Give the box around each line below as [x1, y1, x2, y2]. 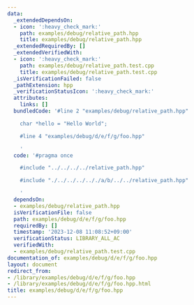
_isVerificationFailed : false [13, 75, 101, 82]
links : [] [20, 101, 49, 108]
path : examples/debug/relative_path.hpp [20, 29, 139, 37]
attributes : [13, 95, 49, 102]
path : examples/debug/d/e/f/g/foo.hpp [13, 216, 127, 223]
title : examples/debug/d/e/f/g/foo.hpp [7, 287, 124, 294]
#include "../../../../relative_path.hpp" [20, 165, 145, 172]
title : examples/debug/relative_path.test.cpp [20, 68, 158, 75]
